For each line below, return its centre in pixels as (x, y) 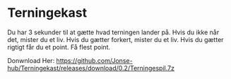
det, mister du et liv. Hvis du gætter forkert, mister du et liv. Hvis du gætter (115, 39)
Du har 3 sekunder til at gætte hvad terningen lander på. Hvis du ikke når (113, 32)
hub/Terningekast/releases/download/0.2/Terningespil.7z (91, 68)
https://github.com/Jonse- (94, 60)
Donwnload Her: (31, 60)
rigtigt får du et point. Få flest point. (59, 47)
